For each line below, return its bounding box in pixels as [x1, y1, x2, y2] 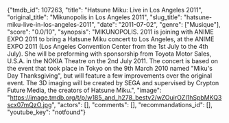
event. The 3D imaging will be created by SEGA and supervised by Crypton [7, 79, 219, 87]
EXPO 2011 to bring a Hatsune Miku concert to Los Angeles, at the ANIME [7, 35, 215, 43]
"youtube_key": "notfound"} [7, 108, 86, 116]
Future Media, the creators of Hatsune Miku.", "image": [7, 86, 162, 94]
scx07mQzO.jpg [7, 101, 52, 109]
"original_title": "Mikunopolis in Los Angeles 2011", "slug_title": [7, 13, 182, 21]
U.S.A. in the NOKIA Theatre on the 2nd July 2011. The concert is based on [7, 57, 218, 65]
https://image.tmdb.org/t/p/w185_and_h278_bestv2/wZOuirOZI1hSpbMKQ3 [10, 93, 222, 102]
